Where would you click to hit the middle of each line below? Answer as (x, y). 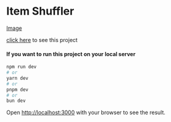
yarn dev (17, 78)
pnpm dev (17, 90)
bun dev (16, 101)
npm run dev (21, 67)
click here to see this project (42, 40)
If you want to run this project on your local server (71, 54)
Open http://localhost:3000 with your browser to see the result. (86, 113)
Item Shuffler (40, 11)
